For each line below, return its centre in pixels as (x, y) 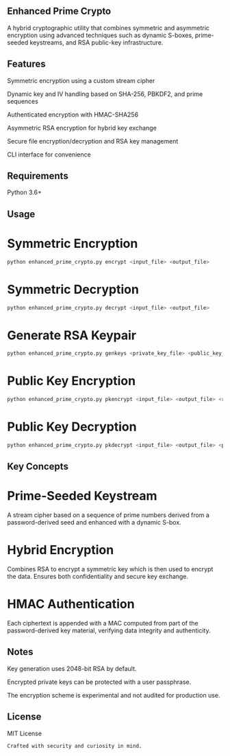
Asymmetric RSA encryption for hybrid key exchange (82, 128)
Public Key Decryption (72, 427)
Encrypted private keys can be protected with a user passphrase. (99, 682)
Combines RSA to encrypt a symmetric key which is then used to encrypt (110, 569)
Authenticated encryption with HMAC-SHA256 (73, 114)
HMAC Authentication (71, 604)
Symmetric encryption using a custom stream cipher (81, 80)
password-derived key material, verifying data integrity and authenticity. (109, 630)
